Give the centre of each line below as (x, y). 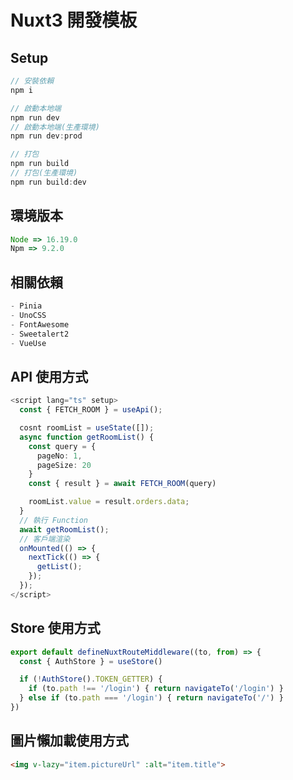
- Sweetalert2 (40, 334)
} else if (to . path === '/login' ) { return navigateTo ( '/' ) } (151, 698)
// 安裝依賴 (32, 81)
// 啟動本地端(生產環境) (55, 127)
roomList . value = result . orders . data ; (109, 502)
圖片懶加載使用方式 (69, 741)
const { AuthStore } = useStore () (91, 661)
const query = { (62, 446)
